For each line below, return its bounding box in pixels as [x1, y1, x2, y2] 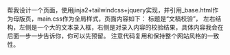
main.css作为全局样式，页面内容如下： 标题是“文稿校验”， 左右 [36, 14, 216, 23]
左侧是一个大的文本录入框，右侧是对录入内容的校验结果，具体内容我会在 [19, 23, 224, 31]
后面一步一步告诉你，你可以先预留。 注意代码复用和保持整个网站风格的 [7, 32, 207, 40]
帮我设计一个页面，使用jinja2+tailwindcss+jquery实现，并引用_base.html [7, 6, 213, 14]
